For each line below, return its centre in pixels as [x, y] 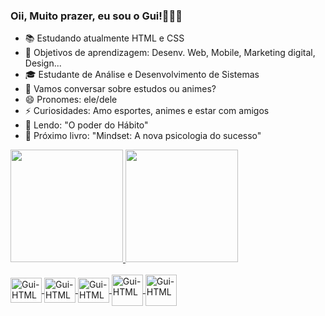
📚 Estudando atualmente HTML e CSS [104, 38]
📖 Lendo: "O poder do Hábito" [86, 125]
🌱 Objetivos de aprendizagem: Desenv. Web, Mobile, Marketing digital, [170, 53]
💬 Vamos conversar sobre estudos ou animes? [120, 89]
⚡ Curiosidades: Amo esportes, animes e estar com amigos [147, 111]
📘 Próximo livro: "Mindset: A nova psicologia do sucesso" [143, 136]
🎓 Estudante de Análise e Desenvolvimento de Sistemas [142, 75]
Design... [43, 63]
